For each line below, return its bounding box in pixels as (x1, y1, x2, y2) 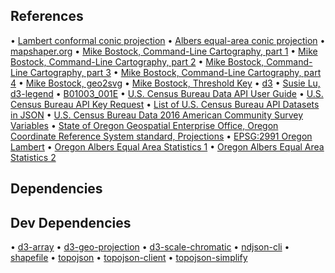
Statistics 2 (10, 151, 57, 163)
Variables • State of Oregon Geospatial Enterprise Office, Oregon (10, 119, 279, 131)
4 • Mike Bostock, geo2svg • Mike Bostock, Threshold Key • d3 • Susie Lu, (10, 77, 321, 89)
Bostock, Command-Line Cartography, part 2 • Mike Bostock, (10, 55, 265, 68)
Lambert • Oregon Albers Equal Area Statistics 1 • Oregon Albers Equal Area (10, 140, 325, 153)
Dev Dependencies (10, 214, 132, 231)
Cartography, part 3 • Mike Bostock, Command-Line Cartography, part (29, 66, 322, 78)
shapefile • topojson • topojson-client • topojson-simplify (10, 252, 248, 264)
